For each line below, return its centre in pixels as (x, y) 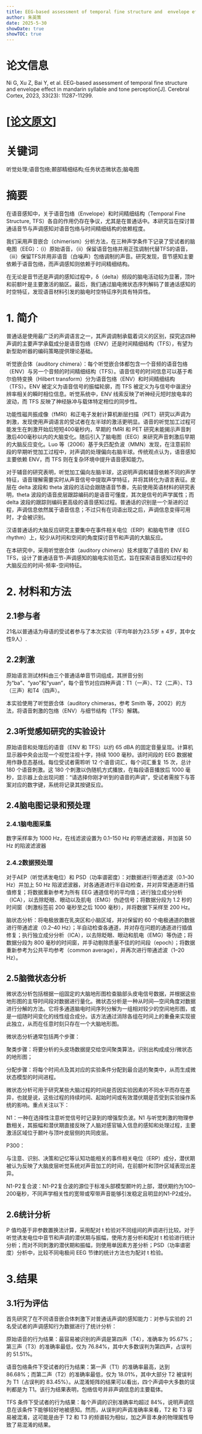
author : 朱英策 (24, 17)
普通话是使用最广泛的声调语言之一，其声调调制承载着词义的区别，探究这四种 (101, 336)
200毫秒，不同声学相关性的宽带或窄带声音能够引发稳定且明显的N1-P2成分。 (100, 1193)
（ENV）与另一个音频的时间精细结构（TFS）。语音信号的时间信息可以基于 (97, 372)
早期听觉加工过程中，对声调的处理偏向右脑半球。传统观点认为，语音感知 (106, 452)
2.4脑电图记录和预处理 (48, 805)
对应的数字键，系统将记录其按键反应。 (59, 785)
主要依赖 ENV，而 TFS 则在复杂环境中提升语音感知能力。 (77, 459)
